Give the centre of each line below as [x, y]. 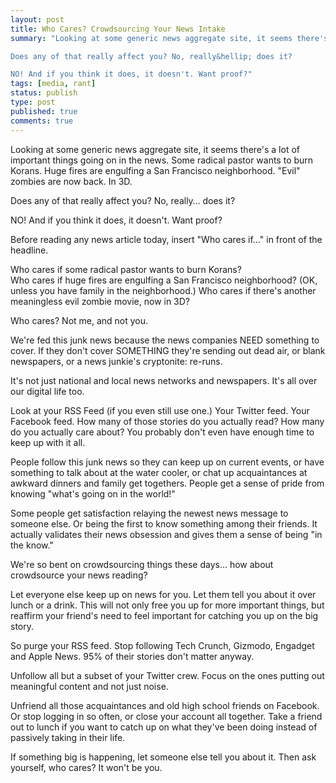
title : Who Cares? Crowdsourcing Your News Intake [118, 29]
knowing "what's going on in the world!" [93, 493]
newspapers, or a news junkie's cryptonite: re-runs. [116, 361]
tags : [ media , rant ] [53, 84]
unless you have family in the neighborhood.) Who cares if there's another [163, 290]
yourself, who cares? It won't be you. [86, 767]
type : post [33, 102]
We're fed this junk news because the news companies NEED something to [165, 340]
